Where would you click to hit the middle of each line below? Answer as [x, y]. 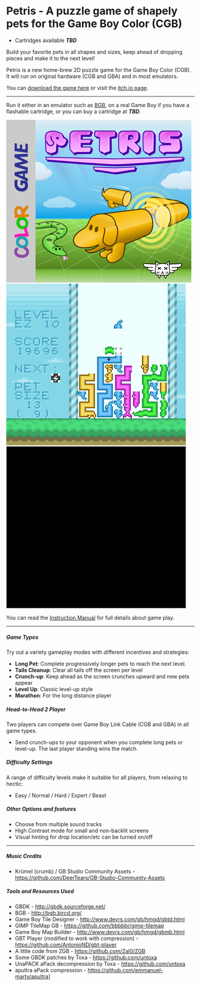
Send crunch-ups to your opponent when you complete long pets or [99, 742]
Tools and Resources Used [40, 891]
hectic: [15, 784]
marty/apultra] [33, 976]
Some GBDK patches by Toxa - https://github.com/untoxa [86, 957]
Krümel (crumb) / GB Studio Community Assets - [75, 871]
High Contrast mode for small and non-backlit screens [82, 830]
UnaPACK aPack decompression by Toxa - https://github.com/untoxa [100, 964]
